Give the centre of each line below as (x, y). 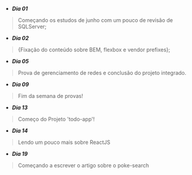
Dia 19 (20, 154)
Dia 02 (20, 38)
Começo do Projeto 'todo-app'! (56, 119)
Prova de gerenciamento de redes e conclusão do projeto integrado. (102, 73)
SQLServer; (32, 27)
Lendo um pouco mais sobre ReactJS (64, 142)
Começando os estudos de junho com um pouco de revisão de (95, 20)
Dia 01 (20, 9)
